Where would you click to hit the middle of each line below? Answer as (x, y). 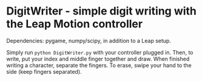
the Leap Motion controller (75, 24)
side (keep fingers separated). (44, 71)
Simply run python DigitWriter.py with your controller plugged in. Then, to (100, 52)
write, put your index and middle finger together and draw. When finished (98, 59)
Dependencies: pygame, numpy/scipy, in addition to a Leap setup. (89, 40)
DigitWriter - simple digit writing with (102, 11)
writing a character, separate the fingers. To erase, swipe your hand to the (99, 65)
